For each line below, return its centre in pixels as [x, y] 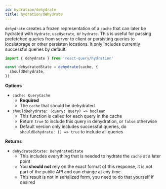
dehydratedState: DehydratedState [48, 151]
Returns [14, 141]
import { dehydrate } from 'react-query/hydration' [59, 58]
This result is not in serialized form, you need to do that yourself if [87, 177]
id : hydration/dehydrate [31, 10]
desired [27, 182]
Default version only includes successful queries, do [73, 126]
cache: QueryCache [31, 95]
